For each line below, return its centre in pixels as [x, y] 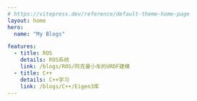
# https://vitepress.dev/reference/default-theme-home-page [99, 14]
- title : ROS [33, 53]
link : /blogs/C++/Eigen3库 [60, 86]
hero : [15, 27]
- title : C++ [33, 73]
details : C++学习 [45, 80]
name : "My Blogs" [40, 34]
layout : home [27, 21]
